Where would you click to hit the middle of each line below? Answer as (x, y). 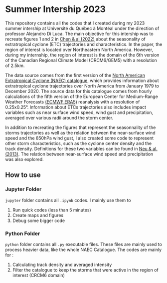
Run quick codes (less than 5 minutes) (52, 210)
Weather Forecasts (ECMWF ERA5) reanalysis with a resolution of (73, 101)
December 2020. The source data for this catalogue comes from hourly (79, 91)
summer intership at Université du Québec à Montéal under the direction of (82, 28)
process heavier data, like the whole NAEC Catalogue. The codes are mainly (83, 249)
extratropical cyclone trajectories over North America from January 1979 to (82, 85)
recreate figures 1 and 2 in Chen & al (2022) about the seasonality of (75, 39)
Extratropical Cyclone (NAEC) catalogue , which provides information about (82, 80)
